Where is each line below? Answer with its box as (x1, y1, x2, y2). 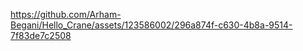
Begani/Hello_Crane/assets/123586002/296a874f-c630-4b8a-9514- (10, 19, 293, 31)
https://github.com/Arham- (10, 9, 122, 20)
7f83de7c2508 (10, 30, 72, 41)
